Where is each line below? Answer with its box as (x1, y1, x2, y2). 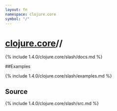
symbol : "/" (5, 16, 30, 21)
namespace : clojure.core (5, 12, 56, 17)
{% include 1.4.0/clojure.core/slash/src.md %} (5, 101, 99, 107)
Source (5, 87, 28, 96)
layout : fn (5, 7, 28, 12)
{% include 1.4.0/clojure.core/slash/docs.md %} (5, 54, 103, 60)
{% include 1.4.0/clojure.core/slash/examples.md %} (5, 73, 112, 79)
